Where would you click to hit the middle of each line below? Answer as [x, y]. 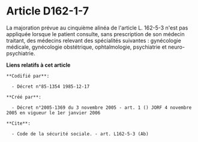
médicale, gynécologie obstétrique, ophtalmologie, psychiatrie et [86, 47]
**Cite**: [19, 123]
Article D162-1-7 [47, 11]
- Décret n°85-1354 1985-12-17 [51, 86]
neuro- [176, 47]
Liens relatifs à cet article [38, 65]
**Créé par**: [24, 97]
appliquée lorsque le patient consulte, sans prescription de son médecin [95, 34]
